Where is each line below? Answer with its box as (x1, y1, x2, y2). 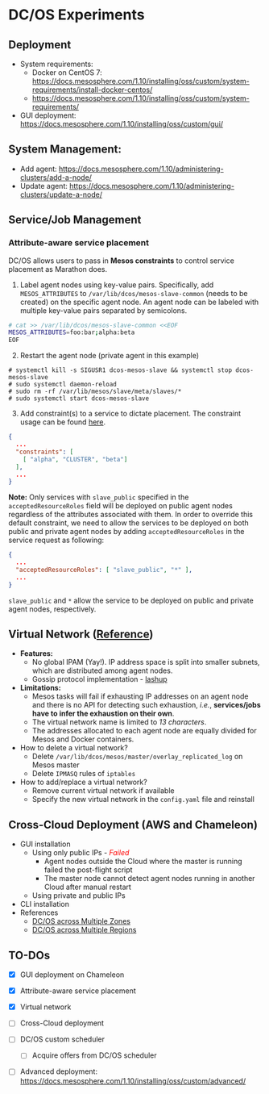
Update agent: (19, 181, 68, 190)
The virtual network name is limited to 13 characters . (31, 717, 207, 727)
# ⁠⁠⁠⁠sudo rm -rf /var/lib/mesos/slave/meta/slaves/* (8, 387, 182, 396)
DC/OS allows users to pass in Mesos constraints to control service (8, 256, 235, 265)
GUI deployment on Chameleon (19, 970, 125, 979)
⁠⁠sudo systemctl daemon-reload (15, 381, 117, 389)
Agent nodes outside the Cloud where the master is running (43, 857, 243, 866)
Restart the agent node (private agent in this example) (19, 351, 200, 361)
